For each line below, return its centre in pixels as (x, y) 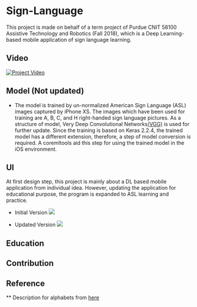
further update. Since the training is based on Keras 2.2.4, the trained (99, 130)
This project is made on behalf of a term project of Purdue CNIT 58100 (91, 27)
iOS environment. (36, 149)
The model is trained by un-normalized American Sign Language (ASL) (100, 105)
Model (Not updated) (45, 91)
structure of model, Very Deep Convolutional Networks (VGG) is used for (102, 124)
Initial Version (31, 213)
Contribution (30, 263)
